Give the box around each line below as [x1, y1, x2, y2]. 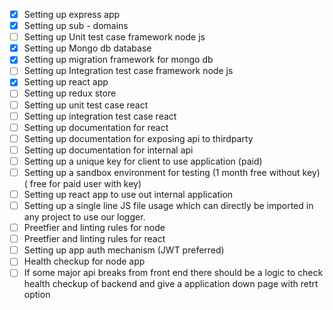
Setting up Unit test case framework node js [23, 31, 206, 43]
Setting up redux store [23, 87, 117, 99]
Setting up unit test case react [23, 99, 149, 111]
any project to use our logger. [23, 211, 146, 223]
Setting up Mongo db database [23, 42, 152, 54]
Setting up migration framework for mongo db [23, 54, 214, 66]
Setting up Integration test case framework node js [23, 65, 234, 77]
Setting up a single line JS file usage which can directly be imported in [23, 200, 314, 211]
